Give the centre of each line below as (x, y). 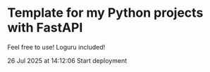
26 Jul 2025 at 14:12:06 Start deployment (67, 60)
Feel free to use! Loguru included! (56, 47)
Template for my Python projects (105, 13)
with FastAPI (45, 28)
